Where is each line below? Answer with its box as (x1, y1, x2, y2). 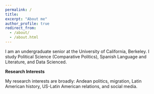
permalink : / (5, 7, 32, 12)
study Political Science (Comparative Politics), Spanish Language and (5, 53, 147, 59)
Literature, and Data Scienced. (5, 59, 67, 65)
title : (5, 12, 19, 17)
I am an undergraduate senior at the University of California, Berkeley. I (5, 48, 150, 54)
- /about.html (9, 35, 38, 40)
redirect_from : (5, 26, 37, 31)
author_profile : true (5, 21, 50, 26)
